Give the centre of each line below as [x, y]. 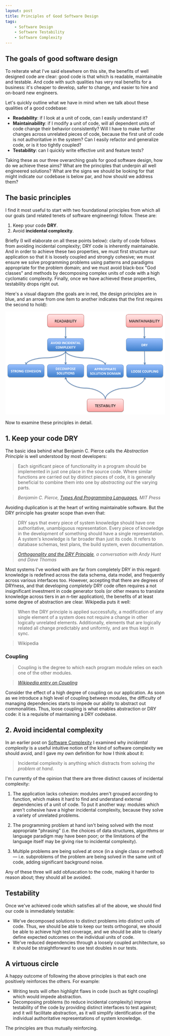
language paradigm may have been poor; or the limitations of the [80, 836]
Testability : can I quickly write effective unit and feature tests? [78, 150]
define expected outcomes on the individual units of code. [73, 937]
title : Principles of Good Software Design [52, 16]
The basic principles [38, 198]
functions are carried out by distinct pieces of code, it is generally [87, 477]
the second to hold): [26, 304]
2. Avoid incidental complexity [54, 730]
